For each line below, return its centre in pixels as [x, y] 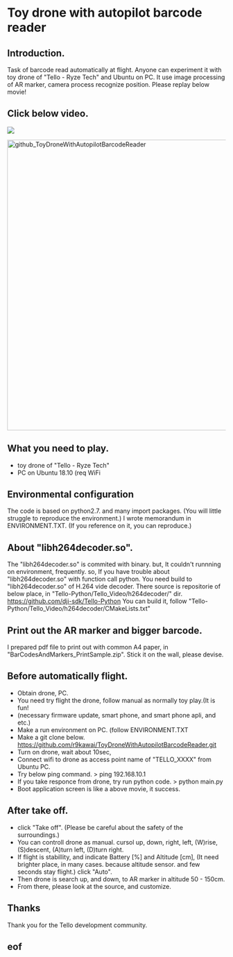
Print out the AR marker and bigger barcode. [105, 630]
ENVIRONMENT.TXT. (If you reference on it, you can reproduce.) [100, 526]
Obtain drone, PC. [43, 693]
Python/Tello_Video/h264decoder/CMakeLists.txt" [79, 609]
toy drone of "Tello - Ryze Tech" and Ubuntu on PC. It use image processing [116, 77]
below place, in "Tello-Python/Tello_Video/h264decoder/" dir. [95, 594]
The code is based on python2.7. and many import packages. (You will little [114, 511]
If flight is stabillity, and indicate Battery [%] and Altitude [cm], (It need [118, 857]
